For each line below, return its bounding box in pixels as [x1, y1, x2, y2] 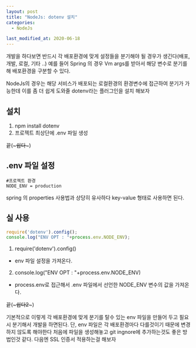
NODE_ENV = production [6, 183, 62, 189]
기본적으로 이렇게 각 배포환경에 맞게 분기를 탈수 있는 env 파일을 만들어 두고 [6, 314, 178, 321]
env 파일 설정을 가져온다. [14, 257, 72, 264]
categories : [6, 19, 35, 25]
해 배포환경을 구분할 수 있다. [6, 67, 71, 74]
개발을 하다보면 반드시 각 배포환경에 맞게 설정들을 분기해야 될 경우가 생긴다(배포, [6, 52, 190, 60]
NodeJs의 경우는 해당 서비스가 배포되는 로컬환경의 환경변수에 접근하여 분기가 [6, 80, 184, 87]
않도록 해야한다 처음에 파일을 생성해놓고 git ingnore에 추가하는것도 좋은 [16, 329, 181, 336]
